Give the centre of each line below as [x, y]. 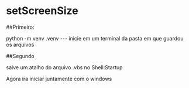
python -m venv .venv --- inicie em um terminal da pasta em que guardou [95, 38]
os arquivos [20, 45]
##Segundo [20, 56]
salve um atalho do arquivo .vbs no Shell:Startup [64, 67]
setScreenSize [42, 11]
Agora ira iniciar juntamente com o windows [59, 79]
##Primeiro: [20, 27]
